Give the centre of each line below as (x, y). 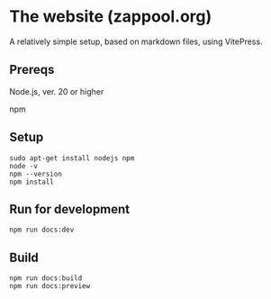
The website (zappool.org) (111, 17)
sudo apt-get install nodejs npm (72, 158)
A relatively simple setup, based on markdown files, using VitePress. (136, 41)
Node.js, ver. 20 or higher (57, 91)
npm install (32, 182)
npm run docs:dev (42, 230)
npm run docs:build (46, 278)
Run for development (70, 209)
